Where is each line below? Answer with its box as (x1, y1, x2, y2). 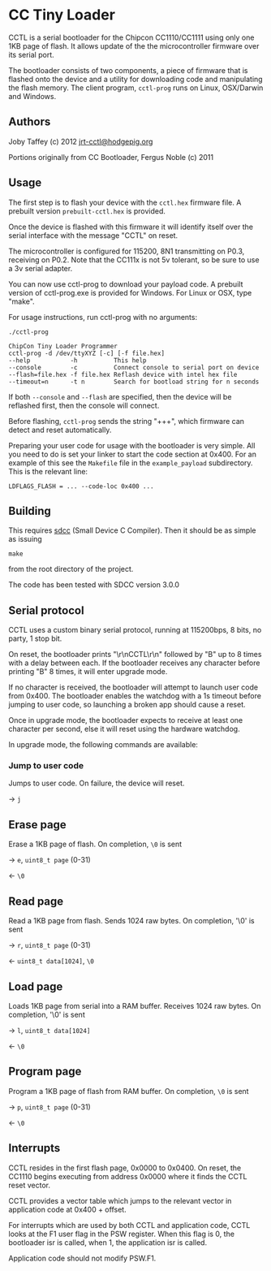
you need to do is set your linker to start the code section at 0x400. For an (8, 449, 257, 459)
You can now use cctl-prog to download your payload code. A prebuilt (8, 279, 243, 289)
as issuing (8, 534, 42, 544)
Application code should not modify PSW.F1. (8, 1253, 157, 1263)
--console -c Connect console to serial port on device (8, 363, 260, 371)
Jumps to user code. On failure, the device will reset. (8, 778, 185, 789)
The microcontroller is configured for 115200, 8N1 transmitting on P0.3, (8, 246, 245, 256)
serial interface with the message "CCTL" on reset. (8, 230, 179, 240)
